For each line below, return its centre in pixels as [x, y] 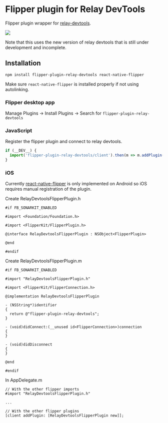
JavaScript [19, 130]
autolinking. [17, 89]
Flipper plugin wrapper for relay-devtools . [48, 23]
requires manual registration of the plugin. [48, 189]
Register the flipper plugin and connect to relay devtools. [64, 142]
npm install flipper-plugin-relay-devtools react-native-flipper [74, 75]
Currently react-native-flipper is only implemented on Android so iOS [76, 184]
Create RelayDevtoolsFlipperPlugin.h [43, 199]
